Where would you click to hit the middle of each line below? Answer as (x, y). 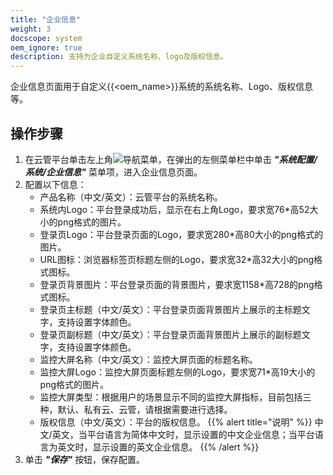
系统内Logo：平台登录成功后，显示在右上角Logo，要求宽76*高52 (174, 209)
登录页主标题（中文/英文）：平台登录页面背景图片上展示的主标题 (170, 309)
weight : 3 (31, 29)
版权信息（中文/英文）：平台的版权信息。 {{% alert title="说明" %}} (176, 422)
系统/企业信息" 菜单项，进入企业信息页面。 (113, 172)
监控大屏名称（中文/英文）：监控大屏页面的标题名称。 (148, 359)
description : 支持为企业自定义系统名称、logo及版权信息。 (119, 57)
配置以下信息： (55, 184)
